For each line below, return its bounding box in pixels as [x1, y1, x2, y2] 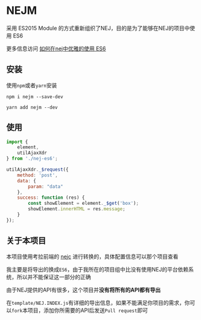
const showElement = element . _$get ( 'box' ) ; [28, 201, 139, 207]
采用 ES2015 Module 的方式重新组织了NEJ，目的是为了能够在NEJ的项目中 [6, 24, 190, 32]
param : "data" [28, 183, 63, 190]
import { [6, 139, 28, 145]
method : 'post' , [17, 172, 59, 178]
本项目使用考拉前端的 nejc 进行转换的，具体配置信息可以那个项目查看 [6, 253, 179, 260]
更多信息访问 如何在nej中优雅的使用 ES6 [6, 45, 106, 52]
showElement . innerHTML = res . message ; [28, 206, 126, 212]
